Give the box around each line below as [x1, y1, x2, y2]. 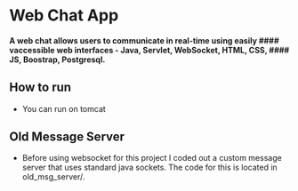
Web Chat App [9, 5, 119, 26]
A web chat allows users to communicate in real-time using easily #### [9, 35, 280, 45]
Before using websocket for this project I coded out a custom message [21, 153, 282, 163]
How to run [9, 80, 72, 95]
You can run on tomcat [21, 103, 107, 114]
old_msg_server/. [21, 171, 85, 182]
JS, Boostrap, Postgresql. [9, 54, 106, 65]
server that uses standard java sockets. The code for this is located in [21, 162, 278, 173]
